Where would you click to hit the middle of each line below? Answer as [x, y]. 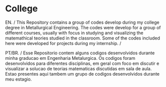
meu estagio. [19, 79]
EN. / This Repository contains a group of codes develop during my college [82, 22]
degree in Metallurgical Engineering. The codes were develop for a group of [83, 27]
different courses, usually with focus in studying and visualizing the [74, 33]
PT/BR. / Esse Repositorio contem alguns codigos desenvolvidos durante [80, 53]
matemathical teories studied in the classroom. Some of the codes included [83, 38]
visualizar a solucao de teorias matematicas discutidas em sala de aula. [79, 68]
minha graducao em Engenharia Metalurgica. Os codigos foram [70, 58]
